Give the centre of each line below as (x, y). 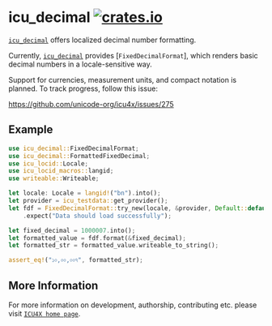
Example (31, 130)
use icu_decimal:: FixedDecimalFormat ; (74, 148)
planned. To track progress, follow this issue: (83, 88)
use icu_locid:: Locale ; (49, 163)
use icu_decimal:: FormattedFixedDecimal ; (79, 156)
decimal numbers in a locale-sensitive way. (80, 64)
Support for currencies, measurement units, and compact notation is (123, 79)
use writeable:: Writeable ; (54, 178)
